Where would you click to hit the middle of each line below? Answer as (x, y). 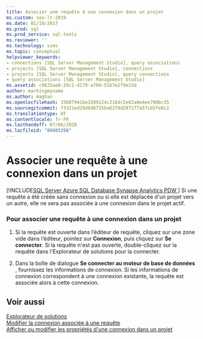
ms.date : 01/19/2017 (32, 23)
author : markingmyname (35, 91)
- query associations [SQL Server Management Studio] (76, 80)
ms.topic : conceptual (34, 52)
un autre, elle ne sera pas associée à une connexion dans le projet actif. (96, 203)
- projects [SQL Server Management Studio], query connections (88, 74)
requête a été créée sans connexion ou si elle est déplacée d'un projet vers (100, 197)
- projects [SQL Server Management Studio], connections (80, 68)
